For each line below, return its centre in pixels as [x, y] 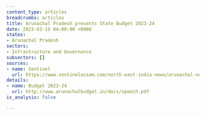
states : [16, 35]
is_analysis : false [31, 97]
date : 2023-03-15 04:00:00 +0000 [49, 29]
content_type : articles [37, 12]
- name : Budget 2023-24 [37, 86]
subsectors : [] [26, 57]
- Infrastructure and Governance [49, 52]
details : [17, 80]
